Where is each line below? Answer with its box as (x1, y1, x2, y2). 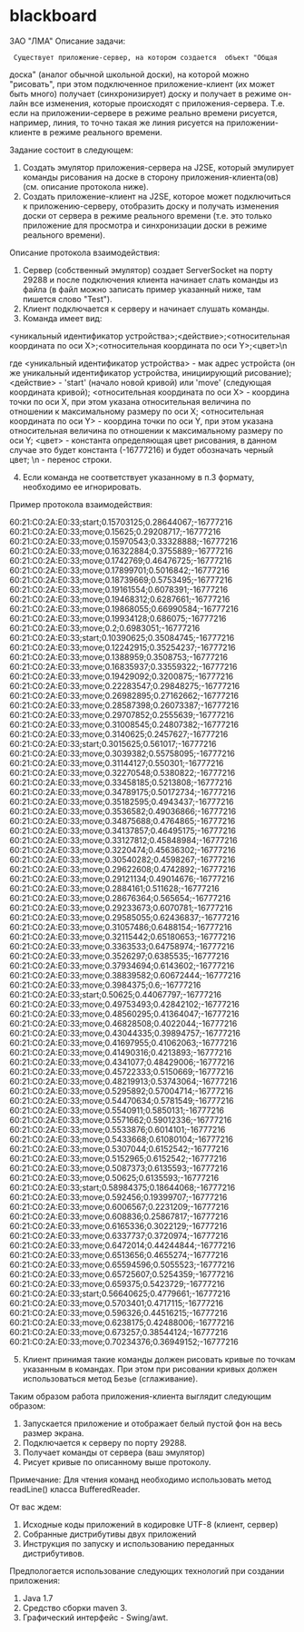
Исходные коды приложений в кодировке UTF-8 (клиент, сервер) (22, 1519, 279, 1529)
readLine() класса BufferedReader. (9, 1483, 141, 1494)
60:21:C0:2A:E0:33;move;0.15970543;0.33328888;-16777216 (9, 536, 239, 546)
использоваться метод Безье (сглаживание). (22, 1372, 198, 1384)
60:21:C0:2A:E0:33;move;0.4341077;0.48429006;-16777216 (9, 1057, 235, 1067)
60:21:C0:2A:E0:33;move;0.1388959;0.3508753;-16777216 (9, 651, 229, 663)
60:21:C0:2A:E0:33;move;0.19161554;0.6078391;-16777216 (9, 584, 229, 595)
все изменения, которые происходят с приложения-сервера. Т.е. (30, 97, 286, 109)
